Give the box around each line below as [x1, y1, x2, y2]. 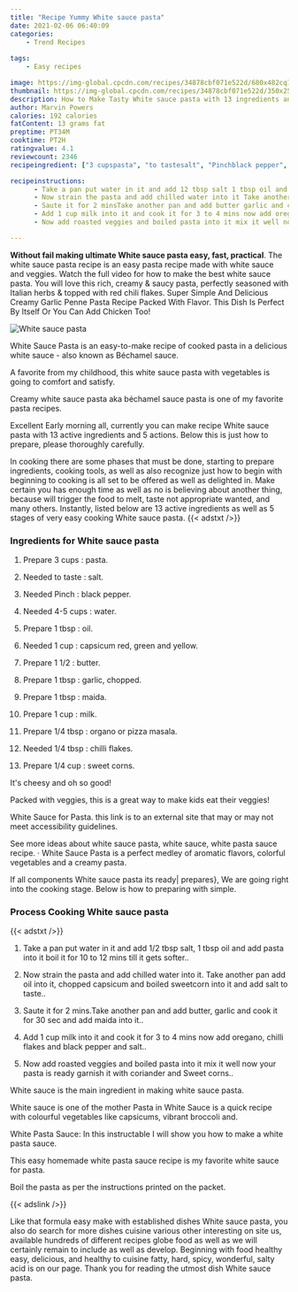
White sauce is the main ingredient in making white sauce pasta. [10, 1085, 244, 1096]
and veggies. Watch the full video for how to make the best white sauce [10, 268, 271, 279]
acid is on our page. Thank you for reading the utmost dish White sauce [10, 1263, 271, 1274]
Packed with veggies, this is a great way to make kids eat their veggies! [10, 795, 271, 805]
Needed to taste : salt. [22, 572, 104, 582]
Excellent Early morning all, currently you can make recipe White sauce [10, 419, 269, 430]
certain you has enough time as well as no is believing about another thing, [10, 484, 283, 495]
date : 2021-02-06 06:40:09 [10, 21, 110, 30]
